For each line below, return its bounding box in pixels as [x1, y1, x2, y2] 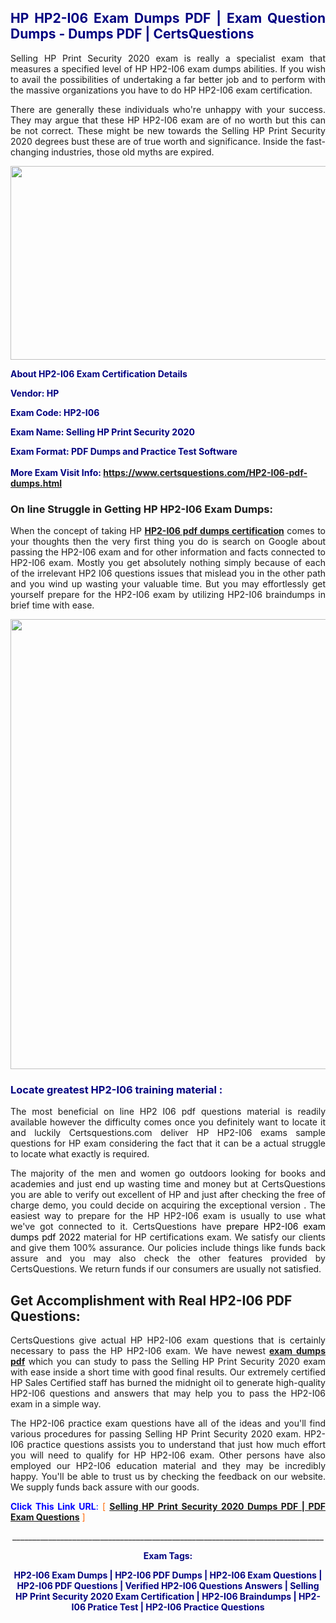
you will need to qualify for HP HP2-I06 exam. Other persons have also [10, 1449, 326, 1461]
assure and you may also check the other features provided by [10, 1252, 326, 1265]
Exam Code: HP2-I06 [10, 406, 100, 418]
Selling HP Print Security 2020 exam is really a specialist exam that [10, 52, 326, 64]
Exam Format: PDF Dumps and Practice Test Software [10, 445, 238, 457]
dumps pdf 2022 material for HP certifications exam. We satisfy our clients [10, 1231, 326, 1243]
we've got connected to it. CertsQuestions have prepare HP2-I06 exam [10, 1221, 326, 1233]
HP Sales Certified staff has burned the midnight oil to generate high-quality [10, 1377, 326, 1389]
